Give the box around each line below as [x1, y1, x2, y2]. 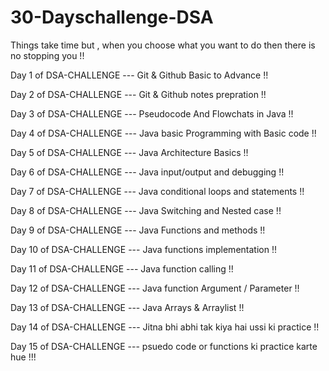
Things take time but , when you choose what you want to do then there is [10, 39, 316, 51]
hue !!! [10, 351, 37, 363]
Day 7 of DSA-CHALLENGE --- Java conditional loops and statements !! [10, 185, 305, 197]
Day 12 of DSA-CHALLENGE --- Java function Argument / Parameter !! [10, 282, 300, 294]
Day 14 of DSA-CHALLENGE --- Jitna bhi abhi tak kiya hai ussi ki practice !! [10, 321, 320, 333]
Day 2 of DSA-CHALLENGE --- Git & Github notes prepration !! [10, 88, 267, 100]
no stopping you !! [10, 49, 85, 61]
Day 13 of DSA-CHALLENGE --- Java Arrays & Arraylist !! [10, 301, 245, 313]
